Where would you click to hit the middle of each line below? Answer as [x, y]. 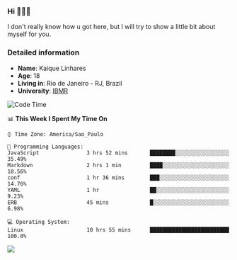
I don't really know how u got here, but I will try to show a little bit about [111, 27]
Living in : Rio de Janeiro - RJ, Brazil [70, 83]
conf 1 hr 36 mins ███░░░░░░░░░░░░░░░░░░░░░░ [118, 177]
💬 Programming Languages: [45, 147]
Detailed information [44, 52]
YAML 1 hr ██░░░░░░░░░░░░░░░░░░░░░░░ [118, 190]
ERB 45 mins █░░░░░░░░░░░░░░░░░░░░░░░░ [118, 202]
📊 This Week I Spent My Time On [57, 118]
